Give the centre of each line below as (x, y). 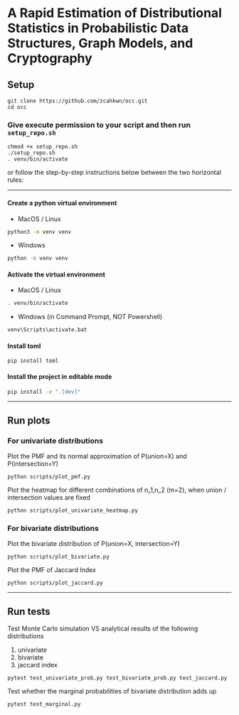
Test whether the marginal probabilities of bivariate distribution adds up (112, 692)
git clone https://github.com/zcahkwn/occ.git (78, 101)
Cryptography (50, 59)
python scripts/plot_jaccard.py (55, 583)
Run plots (29, 420)
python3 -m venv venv (39, 232)
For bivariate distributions (53, 529)
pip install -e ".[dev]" (44, 392)
